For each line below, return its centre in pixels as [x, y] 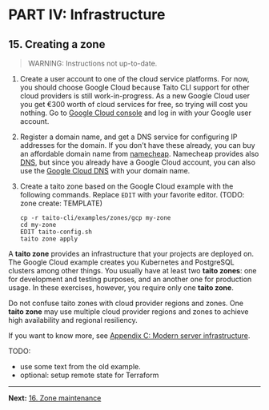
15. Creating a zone [57, 44]
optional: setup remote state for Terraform [89, 375]
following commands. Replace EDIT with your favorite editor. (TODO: [132, 195]
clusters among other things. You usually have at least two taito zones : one [132, 271]
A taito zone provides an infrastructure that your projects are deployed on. [131, 254]
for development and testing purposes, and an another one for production [130, 279]
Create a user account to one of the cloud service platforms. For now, [134, 79]
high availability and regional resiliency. [73, 320]
